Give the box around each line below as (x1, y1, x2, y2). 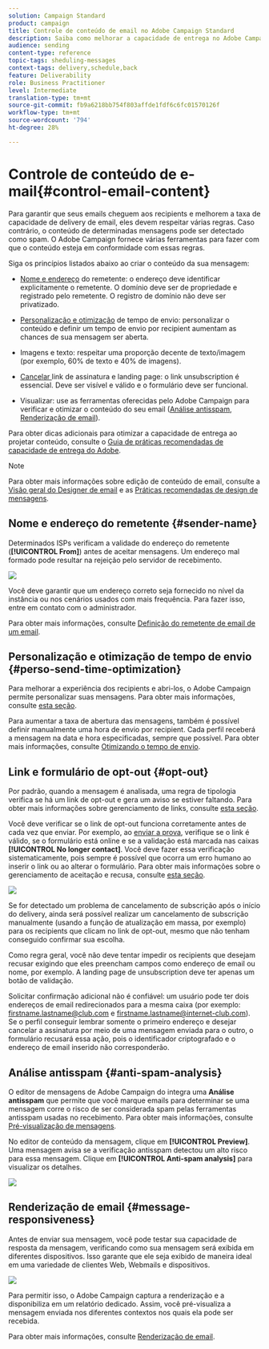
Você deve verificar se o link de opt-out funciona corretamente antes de (8, 819, 247, 828)
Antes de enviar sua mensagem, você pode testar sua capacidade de (8, 1234, 238, 1244)
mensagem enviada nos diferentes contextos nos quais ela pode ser (8, 1307, 234, 1317)
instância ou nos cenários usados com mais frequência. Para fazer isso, (8, 594, 246, 604)
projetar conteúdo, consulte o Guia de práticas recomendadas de (8, 436, 224, 446)
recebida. (8, 1316, 40, 1326)
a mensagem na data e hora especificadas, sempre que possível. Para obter (8, 733, 259, 743)
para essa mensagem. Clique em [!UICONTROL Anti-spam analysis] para (8, 1153, 253, 1163)
